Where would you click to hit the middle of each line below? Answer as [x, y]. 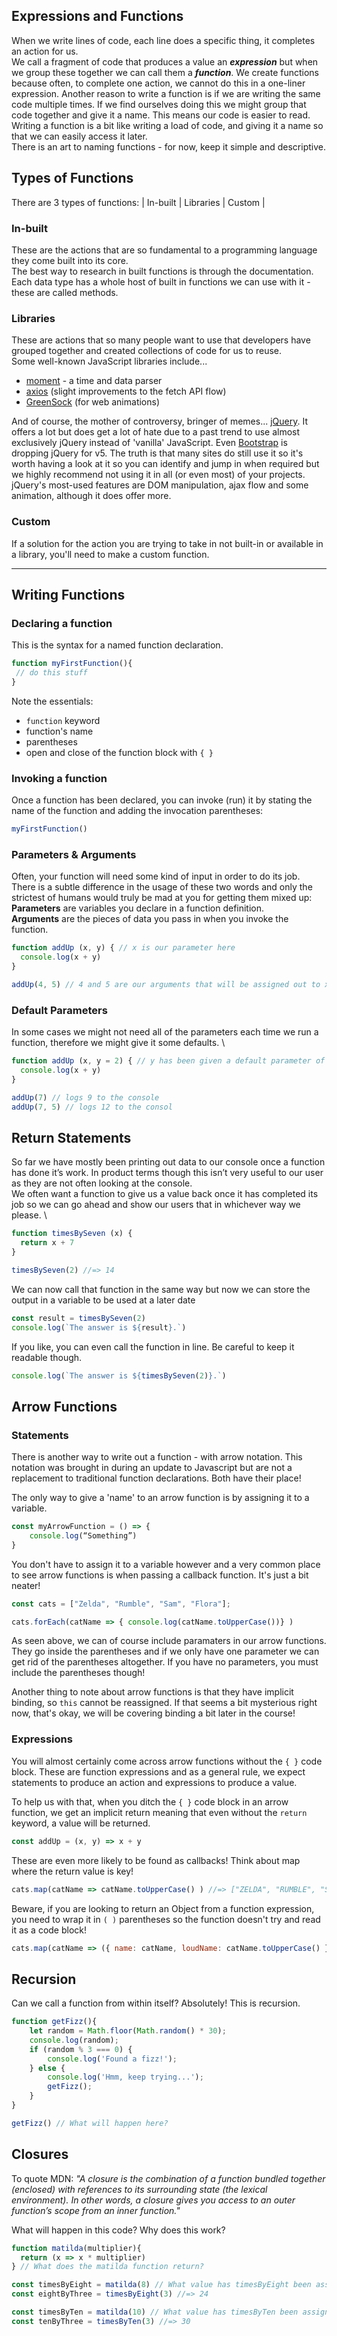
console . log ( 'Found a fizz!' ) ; [112, 2059]
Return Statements [71, 1137]
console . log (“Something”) [83, 1535]
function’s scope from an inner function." [96, 2210]
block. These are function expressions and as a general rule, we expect [158, 1771]
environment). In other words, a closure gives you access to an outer [153, 2200]
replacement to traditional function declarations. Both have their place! [156, 1478]
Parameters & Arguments [74, 854]
